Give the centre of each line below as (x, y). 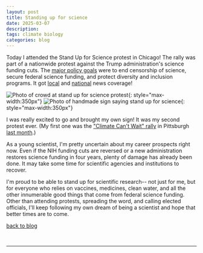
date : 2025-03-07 (28, 23)
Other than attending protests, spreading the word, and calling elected (94, 201)
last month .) (21, 132)
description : (23, 29)
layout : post (23, 12)
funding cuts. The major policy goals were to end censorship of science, (96, 70)
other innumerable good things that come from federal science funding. (95, 194)
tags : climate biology (35, 35)
